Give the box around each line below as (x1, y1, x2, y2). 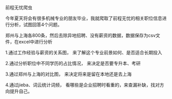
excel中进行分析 (18, 39, 53, 45)
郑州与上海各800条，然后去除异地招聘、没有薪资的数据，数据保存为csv (5, 32, 156, 38)
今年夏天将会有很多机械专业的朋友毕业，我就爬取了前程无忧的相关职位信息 (5, 15, 162, 21)
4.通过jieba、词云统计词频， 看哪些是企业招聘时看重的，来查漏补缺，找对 (5, 82, 160, 88)
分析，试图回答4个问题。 (9, 22, 62, 27)
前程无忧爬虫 (5, 5, 32, 10)
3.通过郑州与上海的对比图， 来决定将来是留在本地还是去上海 (5, 71, 132, 77)
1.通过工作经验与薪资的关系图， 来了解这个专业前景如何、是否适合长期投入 (5, 50, 162, 55)
